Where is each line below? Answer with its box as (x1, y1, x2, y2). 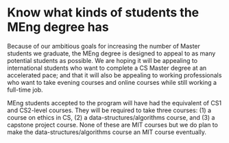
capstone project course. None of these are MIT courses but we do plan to (7, 120, 218, 129)
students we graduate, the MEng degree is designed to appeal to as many (7, 49, 216, 57)
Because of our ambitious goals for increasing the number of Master (7, 42, 201, 50)
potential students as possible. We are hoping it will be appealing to (7, 56, 197, 64)
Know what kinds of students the (7, 5, 200, 21)
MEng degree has (7, 19, 109, 35)
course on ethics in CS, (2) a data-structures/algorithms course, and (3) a (7, 113, 215, 121)
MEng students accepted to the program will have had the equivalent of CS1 (7, 99, 221, 107)
